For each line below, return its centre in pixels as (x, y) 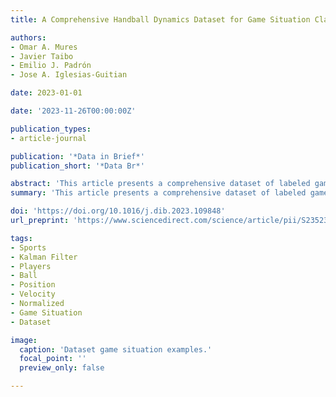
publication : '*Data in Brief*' (77, 156)
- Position (33, 285)
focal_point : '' (53, 359)
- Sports (28, 247)
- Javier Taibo (42, 56)
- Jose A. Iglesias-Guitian (69, 75)
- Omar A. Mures (44, 47)
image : (24, 340)
